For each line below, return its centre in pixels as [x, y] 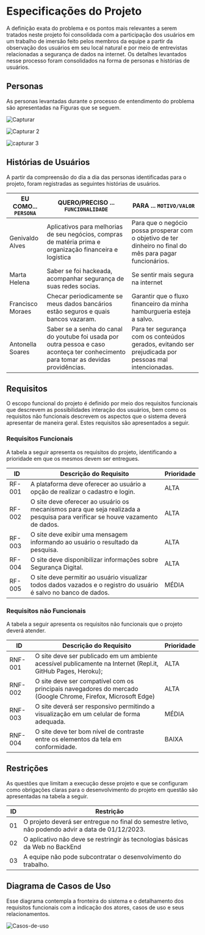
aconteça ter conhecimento [86, 351]
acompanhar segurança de [85, 278]
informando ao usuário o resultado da [84, 542]
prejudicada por [154, 351]
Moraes [20, 311]
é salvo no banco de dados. [70, 592]
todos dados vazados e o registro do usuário [94, 585]
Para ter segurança [159, 329]
